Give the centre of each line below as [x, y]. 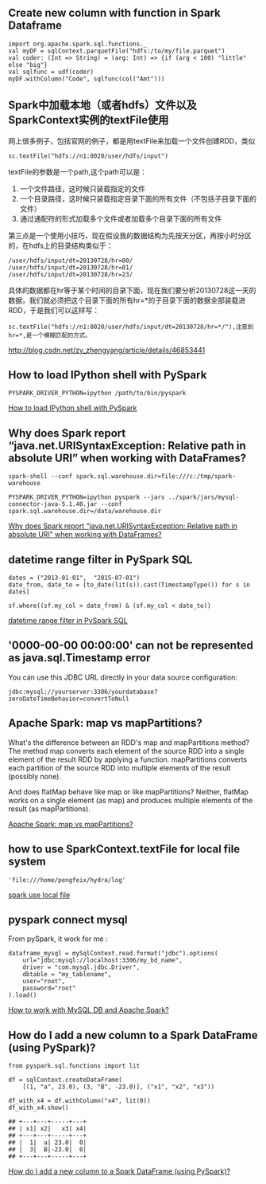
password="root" [50, 988]
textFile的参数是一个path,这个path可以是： [77, 171]
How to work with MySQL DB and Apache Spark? [89, 1010]
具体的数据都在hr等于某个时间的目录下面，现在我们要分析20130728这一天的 [132, 290]
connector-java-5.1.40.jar [53, 504]
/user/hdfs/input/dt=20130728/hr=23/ [71, 274]
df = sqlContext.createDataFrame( [66, 1080]
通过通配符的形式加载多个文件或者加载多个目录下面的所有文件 [121, 218]
